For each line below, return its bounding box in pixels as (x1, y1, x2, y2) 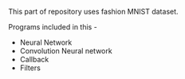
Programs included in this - (8, 22, 97, 31)
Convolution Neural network (19, 46, 113, 55)
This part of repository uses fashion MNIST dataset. (8, 7, 179, 16)
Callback (19, 55, 49, 64)
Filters (19, 63, 41, 73)
